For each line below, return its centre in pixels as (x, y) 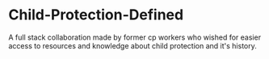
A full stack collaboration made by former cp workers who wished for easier (134, 37)
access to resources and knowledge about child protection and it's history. (132, 45)
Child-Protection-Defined (96, 15)
